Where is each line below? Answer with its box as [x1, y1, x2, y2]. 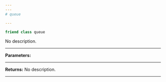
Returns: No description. [5, 67, 56, 73]
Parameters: [5, 53, 31, 58]
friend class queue [5, 29, 45, 34]
